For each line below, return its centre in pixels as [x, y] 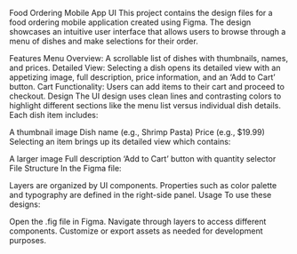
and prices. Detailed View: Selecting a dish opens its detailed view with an [145, 67]
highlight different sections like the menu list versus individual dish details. [145, 105]
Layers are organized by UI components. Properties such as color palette [143, 185]
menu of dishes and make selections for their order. [104, 41]
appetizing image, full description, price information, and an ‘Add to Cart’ [142, 77]
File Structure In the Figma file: [65, 168]
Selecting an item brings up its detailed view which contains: [120, 142]
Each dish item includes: [54, 115]
